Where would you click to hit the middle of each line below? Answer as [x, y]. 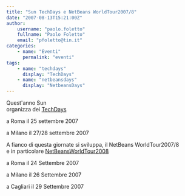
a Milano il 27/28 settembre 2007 [48, 133]
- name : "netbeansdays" [47, 80]
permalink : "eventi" [48, 57]
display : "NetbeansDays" [54, 86]
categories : [21, 46]
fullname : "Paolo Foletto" [51, 35]
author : [16, 23]
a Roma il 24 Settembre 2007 [43, 163]
